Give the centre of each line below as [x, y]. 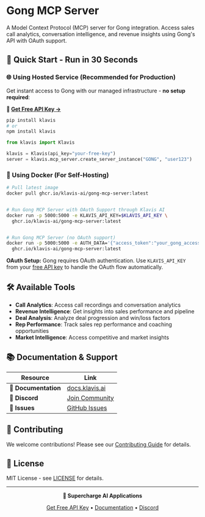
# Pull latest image [33, 188]
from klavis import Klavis [41, 143]
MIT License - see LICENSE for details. [55, 478]
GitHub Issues [87, 407]
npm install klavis [31, 132]
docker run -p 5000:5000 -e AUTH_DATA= [57, 243]
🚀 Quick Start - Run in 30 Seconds [72, 60]
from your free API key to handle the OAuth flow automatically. [85, 267]
